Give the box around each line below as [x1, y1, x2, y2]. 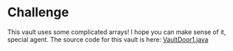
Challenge [7, 4, 70, 21]
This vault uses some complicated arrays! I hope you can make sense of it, [7, 28, 226, 36]
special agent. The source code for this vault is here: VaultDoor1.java [7, 35, 209, 43]
